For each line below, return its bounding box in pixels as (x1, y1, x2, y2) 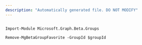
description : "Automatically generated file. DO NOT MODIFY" (5, 7, 138, 13)
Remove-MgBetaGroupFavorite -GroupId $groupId (5, 35, 106, 40)
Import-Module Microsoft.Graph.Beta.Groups (5, 26, 100, 31)
